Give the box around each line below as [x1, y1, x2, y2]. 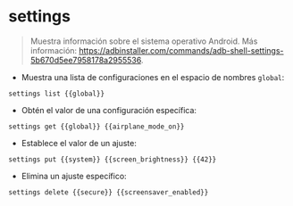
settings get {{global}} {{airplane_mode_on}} [8, 122, 185, 131]
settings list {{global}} [8, 89, 105, 98]
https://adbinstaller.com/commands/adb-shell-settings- [79, 45, 284, 55]
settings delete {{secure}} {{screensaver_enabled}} [8, 187, 209, 197]
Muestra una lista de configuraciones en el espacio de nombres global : [21, 71, 285, 82]
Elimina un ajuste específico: [21, 170, 127, 181]
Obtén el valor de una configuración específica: [21, 104, 197, 115]
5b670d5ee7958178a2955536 [29, 54, 142, 65]
